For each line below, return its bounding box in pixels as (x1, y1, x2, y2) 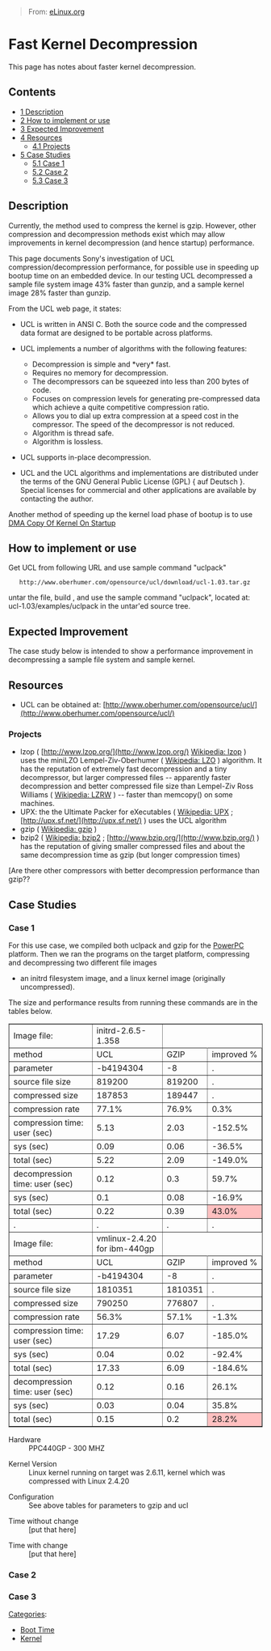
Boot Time (19, 1625, 55, 1635)
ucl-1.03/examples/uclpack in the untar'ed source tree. (8, 601, 191, 611)
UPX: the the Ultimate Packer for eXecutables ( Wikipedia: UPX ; (19, 807, 234, 817)
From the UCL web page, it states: (8, 303, 122, 313)
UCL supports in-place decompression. (19, 452, 152, 462)
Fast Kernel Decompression (8, 36, 198, 53)
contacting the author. (19, 494, 94, 503)
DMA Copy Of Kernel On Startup (8, 518, 116, 528)
